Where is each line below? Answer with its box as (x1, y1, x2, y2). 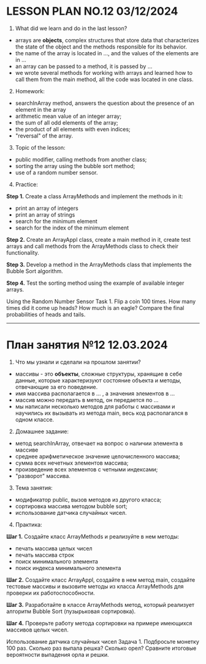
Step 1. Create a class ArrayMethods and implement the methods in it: (6, 192, 183, 200)
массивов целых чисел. (6, 626, 69, 633)
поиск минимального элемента (15, 557, 98, 565)
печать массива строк (15, 551, 75, 558)
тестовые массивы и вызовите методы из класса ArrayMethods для (6, 582, 184, 590)
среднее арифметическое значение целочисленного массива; (15, 452, 180, 460)
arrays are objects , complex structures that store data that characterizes (15, 36, 199, 44)
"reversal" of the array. (15, 132, 74, 139)
